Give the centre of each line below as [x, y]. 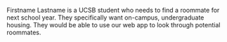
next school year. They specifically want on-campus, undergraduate [105, 17]
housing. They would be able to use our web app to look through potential [113, 25]
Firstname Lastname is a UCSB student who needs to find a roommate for [113, 10]
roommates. [24, 32]
